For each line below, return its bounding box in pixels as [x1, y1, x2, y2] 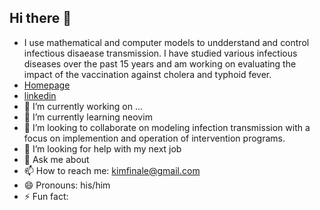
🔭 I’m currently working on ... [23, 100, 143, 112]
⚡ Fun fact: [23, 190, 69, 202]
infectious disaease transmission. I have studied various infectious [23, 47, 298, 59]
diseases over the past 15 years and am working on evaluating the [23, 57, 297, 70]
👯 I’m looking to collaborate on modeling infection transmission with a [23, 121, 311, 133]
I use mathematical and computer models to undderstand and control [23, 36, 310, 48]
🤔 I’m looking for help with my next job [23, 142, 182, 155]
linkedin [23, 89, 57, 101]
